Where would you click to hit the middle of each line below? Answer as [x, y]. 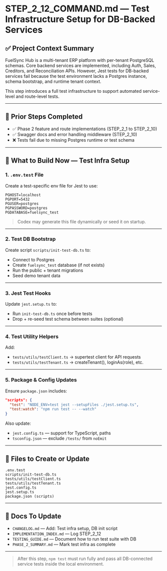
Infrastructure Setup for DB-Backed [80, 19]
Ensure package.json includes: [36, 391]
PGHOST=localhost [23, 195]
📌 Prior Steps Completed [44, 117]
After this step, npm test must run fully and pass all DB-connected [85, 559]
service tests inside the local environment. [61, 564]
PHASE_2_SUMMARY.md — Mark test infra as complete [64, 544]
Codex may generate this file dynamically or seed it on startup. [82, 221]
